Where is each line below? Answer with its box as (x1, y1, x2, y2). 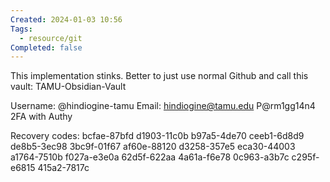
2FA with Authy (10, 111, 73, 123)
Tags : (10, 24, 33, 34)
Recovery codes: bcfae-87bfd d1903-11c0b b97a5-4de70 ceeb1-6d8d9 (10, 130, 305, 142)
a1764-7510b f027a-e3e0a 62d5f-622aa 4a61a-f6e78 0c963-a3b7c (10, 151, 290, 163)
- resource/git (19, 33, 83, 43)
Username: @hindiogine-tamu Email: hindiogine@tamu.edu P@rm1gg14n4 (10, 100, 316, 112)
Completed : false (10, 42, 83, 53)
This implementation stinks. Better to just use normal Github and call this (10, 70, 309, 82)
